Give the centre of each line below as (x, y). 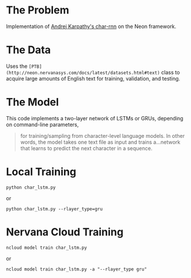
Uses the (17, 66)
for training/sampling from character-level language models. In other (102, 135)
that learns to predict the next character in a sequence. (86, 148)
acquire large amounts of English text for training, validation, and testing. (93, 78)
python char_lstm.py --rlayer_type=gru (54, 209)
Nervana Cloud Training (65, 232)
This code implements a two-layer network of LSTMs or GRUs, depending (95, 118)
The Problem (38, 10)
